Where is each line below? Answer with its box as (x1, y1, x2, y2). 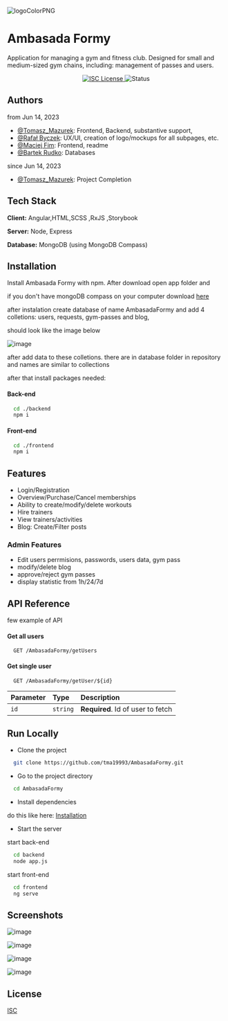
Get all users (7, 632, 44, 640)
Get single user (7, 662, 52, 670)
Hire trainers (17, 508, 53, 516)
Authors (7, 94, 44, 107)
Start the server (17, 824, 62, 833)
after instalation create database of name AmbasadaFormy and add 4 (7, 305, 205, 314)
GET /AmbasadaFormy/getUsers (13, 647, 97, 654)
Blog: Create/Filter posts (17, 523, 87, 531)
